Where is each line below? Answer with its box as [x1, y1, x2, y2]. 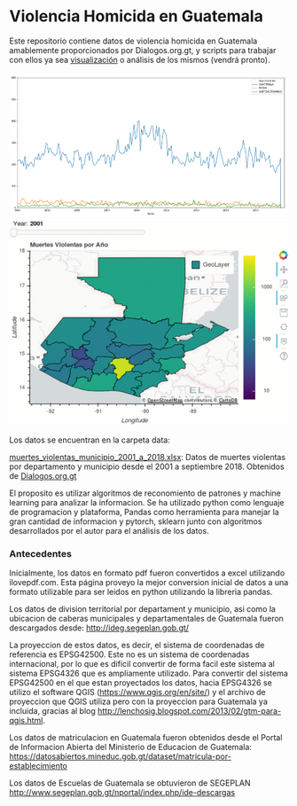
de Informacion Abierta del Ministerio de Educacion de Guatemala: [9, 742, 253, 753]
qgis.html [9, 716, 43, 726]
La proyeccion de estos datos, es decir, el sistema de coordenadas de [9, 640, 265, 651]
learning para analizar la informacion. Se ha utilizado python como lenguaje [9, 497, 285, 508]
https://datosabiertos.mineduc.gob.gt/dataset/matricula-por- [9, 751, 232, 762]
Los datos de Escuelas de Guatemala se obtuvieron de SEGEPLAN [9, 778, 251, 788]
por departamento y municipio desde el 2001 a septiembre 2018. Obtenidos [9, 461, 285, 472]
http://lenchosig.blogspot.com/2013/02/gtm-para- [97, 706, 282, 716]
